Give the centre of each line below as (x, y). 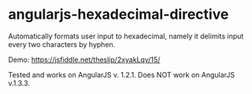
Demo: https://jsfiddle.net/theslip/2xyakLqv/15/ (84, 60)
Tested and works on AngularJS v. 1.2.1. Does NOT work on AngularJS (121, 74)
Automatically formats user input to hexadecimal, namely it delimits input (126, 36)
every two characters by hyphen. (62, 44)
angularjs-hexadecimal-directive (119, 14)
